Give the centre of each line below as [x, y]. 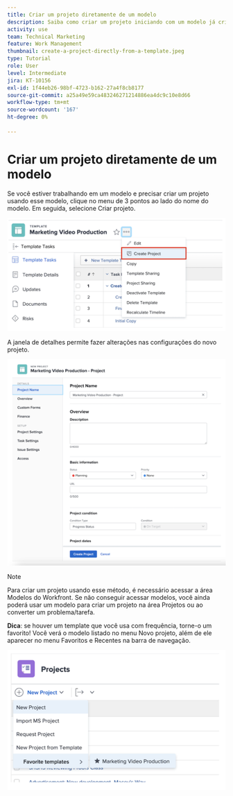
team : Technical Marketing [46, 37]
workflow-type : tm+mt [38, 103]
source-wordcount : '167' [43, 110]
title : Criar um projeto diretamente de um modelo [82, 15]
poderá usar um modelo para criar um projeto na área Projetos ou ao [105, 605]
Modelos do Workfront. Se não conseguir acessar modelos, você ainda [109, 598]
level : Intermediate [37, 73]
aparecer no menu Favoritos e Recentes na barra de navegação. [99, 641]
